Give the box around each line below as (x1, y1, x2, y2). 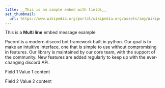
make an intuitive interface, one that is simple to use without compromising (5, 44, 157, 50)
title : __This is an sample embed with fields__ (5, 7, 107, 12)
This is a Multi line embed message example (5, 30, 96, 35)
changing (5, 59, 25, 66)
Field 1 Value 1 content (5, 69, 50, 75)
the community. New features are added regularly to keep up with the (5, 54, 146, 60)
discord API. (25, 59, 50, 66)
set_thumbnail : (5, 12, 36, 17)
